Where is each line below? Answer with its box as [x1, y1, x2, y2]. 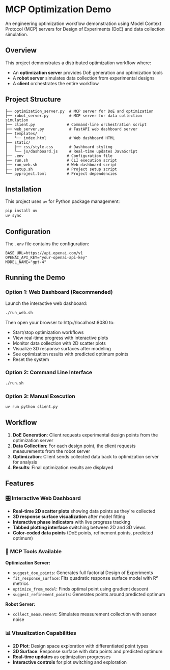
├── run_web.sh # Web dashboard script [5, 162, 117, 167]
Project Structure [5, 95, 61, 104]
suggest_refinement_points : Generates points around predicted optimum [12, 591, 165, 597]
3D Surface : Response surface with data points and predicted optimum [12, 648, 163, 654]
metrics [12, 580, 29, 586]
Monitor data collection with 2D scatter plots [12, 340, 106, 346]
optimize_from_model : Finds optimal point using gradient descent [12, 585, 149, 592]
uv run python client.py [5, 404, 58, 409]
